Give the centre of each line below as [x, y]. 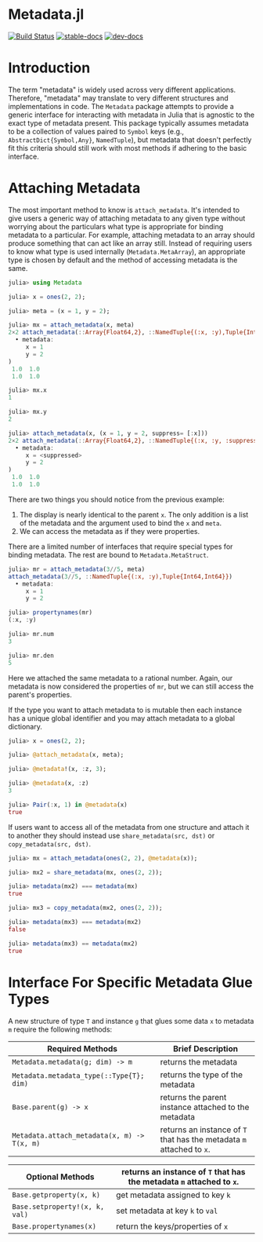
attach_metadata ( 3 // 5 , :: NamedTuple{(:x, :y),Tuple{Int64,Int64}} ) [121, 576]
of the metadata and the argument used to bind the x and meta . [120, 523]
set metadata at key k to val [167, 1211]
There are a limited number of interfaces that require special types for [121, 546]
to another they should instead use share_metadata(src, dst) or [112, 835]
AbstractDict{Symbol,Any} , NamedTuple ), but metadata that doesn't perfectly [130, 140]
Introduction [49, 68]
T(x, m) [26, 1143]
